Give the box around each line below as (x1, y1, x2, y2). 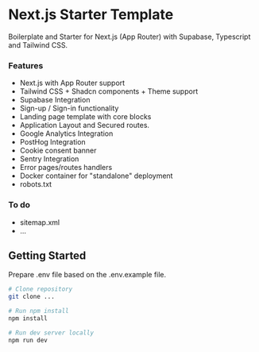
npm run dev (8, 336, 48, 344)
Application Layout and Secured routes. (19, 121, 149, 130)
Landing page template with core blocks (19, 112, 152, 122)
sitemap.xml (19, 217, 60, 227)
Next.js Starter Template (8, 6, 174, 24)
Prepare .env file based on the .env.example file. (8, 270, 167, 280)
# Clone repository (8, 285, 73, 293)
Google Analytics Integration (19, 129, 114, 138)
